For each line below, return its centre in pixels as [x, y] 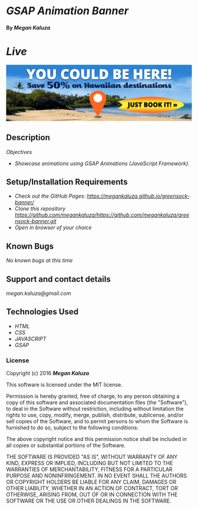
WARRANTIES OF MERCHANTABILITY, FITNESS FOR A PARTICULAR [89, 469]
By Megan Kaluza [28, 27]
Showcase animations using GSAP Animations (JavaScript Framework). [102, 163]
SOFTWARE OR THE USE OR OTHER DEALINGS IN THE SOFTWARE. [89, 501]
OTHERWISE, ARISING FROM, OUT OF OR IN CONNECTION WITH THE [92, 495]
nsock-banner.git [36, 221]
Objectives [19, 152]
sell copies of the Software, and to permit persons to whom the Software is [97, 421]
